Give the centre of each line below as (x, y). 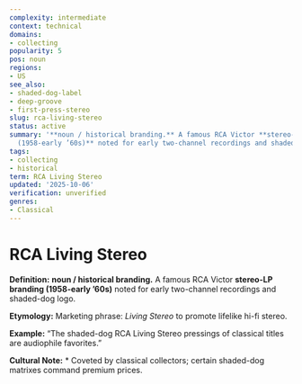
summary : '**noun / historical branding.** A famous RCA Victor (132, 135)
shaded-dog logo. (43, 299)
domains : (26, 34)
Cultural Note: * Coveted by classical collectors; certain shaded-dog (137, 360)
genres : (24, 202)
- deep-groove (36, 101)
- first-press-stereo (50, 110)
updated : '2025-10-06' (52, 185)
